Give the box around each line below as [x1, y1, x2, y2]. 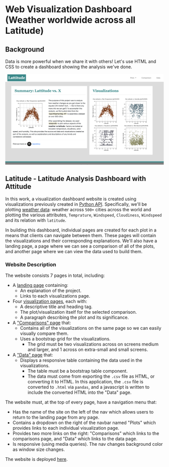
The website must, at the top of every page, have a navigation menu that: [5, 399, 157, 405]
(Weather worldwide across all [5, 14, 136, 26]
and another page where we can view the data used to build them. [5, 248, 143, 254]
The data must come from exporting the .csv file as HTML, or [27, 373, 155, 379]
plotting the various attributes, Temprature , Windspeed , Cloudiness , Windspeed [5, 212, 162, 218]
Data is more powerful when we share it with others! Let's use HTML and [5, 59, 156, 64]
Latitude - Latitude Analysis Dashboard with [5, 174, 146, 183]
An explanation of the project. [20, 287, 82, 294]
